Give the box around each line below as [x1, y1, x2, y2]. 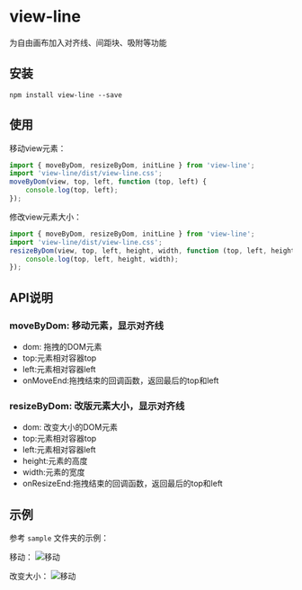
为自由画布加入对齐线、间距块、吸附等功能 [9, 37, 167, 48]
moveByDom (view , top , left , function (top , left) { [9, 177, 207, 186]
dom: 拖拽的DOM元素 [22, 342, 102, 352]
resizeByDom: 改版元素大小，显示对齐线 [9, 399, 185, 412]
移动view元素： [9, 142, 67, 154]
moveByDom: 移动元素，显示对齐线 [9, 319, 164, 332]
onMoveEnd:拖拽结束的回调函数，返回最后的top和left [22, 375, 219, 386]
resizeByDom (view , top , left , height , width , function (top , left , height [9, 246, 296, 255]
